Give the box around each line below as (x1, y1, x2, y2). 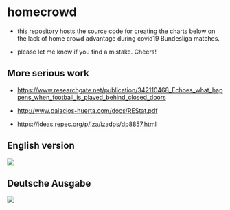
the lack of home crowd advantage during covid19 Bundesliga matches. (16, 34, 220, 42)
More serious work (7, 67, 89, 79)
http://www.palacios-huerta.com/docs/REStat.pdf (16, 106, 158, 114)
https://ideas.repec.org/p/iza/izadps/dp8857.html (16, 120, 157, 128)
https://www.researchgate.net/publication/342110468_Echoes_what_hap (16, 85, 223, 94)
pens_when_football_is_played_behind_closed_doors (16, 93, 166, 101)
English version (7, 140, 75, 151)
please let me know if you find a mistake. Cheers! (16, 48, 157, 56)
